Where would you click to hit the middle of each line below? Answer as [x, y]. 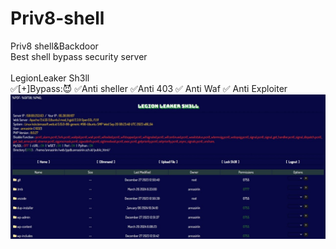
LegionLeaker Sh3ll [50, 78]
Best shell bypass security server [79, 56]
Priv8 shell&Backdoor [54, 46]
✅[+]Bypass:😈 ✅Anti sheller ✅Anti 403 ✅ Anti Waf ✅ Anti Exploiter [149, 88]
